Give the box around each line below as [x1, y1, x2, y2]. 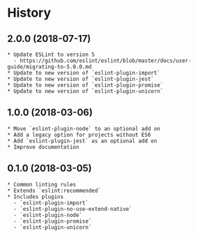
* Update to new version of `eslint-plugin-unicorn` [7, 88, 164, 95]
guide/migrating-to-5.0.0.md [7, 64, 92, 70]
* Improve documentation [7, 143, 79, 151]
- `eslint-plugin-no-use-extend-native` [13, 205, 132, 212]
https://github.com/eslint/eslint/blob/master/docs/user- [20, 57, 192, 64]
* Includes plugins [7, 193, 64, 200]
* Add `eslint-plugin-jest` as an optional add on [7, 137, 158, 144]
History [7, 5, 52, 21]
